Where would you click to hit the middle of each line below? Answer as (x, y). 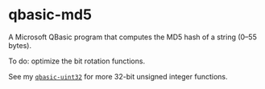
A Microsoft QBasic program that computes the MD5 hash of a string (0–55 (133, 37)
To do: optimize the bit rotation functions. (77, 61)
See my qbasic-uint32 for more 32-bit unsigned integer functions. (118, 76)
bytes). (20, 45)
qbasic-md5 (50, 15)
